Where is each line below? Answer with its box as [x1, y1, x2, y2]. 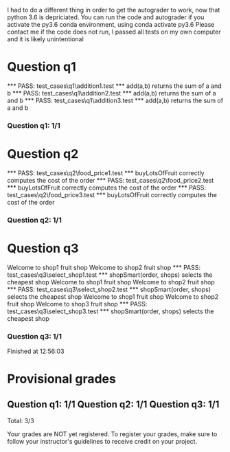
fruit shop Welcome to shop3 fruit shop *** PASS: [7, 300, 148, 308]
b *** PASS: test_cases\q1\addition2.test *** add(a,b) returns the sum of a [7, 89, 216, 97]
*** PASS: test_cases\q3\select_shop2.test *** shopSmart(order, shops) [7, 285, 211, 293]
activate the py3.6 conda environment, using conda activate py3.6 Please [7, 21, 215, 28]
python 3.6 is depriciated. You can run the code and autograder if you [7, 13, 205, 21]
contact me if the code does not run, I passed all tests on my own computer [7, 27, 221, 36]
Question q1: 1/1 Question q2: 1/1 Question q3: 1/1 [7, 398, 220, 410]
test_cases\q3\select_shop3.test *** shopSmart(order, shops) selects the [7, 307, 214, 315]
